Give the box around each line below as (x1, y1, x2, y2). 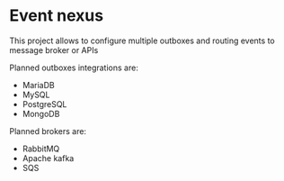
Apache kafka (22, 152, 75, 163)
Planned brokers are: (9, 125, 87, 136)
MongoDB (22, 108, 60, 119)
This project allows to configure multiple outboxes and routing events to (9, 35, 276, 46)
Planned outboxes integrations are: (9, 62, 139, 73)
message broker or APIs (9, 44, 99, 55)
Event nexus (9, 5, 104, 26)
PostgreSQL (22, 98, 67, 109)
